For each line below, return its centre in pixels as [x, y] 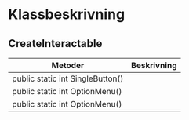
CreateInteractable [55, 44]
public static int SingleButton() [68, 78]
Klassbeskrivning [67, 15]
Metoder [68, 65]
